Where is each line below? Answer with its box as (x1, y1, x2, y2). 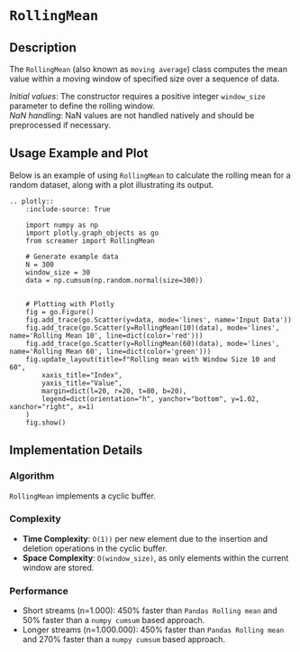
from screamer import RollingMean (25, 236, 155, 246)
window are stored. (22, 562, 95, 573)
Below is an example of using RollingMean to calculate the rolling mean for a (9, 170, 291, 181)
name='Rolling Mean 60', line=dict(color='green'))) (9, 347, 212, 356)
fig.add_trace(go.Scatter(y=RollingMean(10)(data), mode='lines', (25, 323, 280, 332)
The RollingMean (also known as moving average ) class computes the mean (9, 64, 288, 74)
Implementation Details (9, 443, 143, 458)
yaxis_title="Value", (41, 378, 123, 387)
